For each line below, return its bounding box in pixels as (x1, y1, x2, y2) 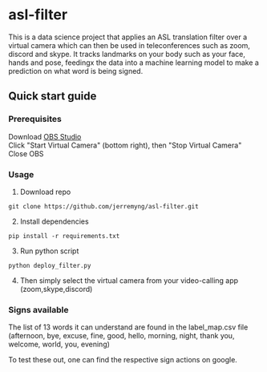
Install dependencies (19, 216, 90, 226)
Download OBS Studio (8, 131, 82, 141)
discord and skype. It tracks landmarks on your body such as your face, (8, 49, 246, 59)
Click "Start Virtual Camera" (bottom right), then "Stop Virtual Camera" (8, 140, 242, 150)
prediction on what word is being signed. (8, 66, 144, 75)
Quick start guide (8, 90, 97, 103)
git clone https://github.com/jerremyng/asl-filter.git (8, 202, 199, 210)
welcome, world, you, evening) (8, 339, 111, 350)
